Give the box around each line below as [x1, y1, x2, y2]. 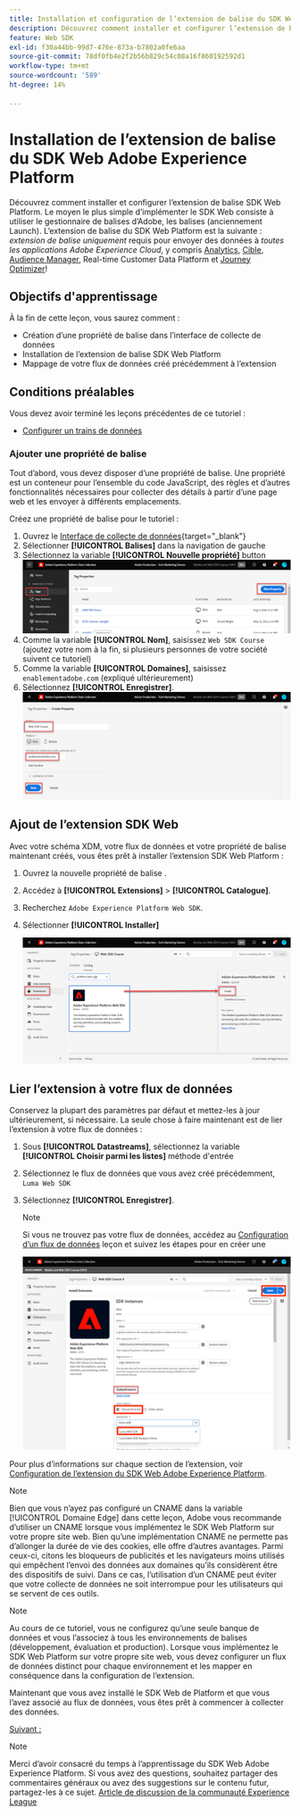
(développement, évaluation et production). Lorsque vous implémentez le [9, 1642, 279, 1653]
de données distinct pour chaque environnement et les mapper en [9, 1661, 253, 1671]
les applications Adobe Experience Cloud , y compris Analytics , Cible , [9, 244, 264, 254]
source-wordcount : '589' [9, 71, 102, 80]
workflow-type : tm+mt [9, 62, 90, 71]
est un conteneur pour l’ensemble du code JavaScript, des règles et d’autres [9, 478, 290, 488]
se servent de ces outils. [9, 1588, 100, 1599]
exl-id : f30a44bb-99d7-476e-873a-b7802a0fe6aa [9, 43, 186, 52]
